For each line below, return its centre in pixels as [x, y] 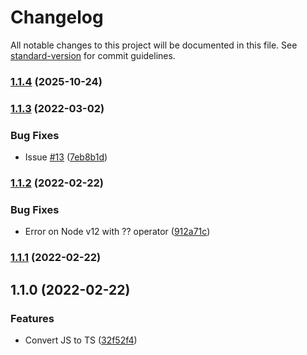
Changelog [57, 17]
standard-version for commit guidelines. [93, 55]
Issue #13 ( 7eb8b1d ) [66, 157]
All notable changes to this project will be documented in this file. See [154, 45]
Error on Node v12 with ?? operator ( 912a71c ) [117, 232]
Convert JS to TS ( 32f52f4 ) [81, 340]
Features [32, 318]
